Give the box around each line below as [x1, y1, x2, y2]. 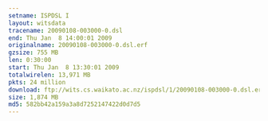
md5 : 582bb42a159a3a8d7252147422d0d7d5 [8, 100, 141, 108]
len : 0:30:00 [8, 57, 52, 64]
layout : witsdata [8, 19, 66, 27]
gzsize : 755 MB [8, 49, 59, 57]
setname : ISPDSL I [8, 11, 69, 20]
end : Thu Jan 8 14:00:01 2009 [8, 33, 112, 42]
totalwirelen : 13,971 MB [8, 71, 91, 79]
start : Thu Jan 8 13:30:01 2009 [8, 64, 120, 72]
